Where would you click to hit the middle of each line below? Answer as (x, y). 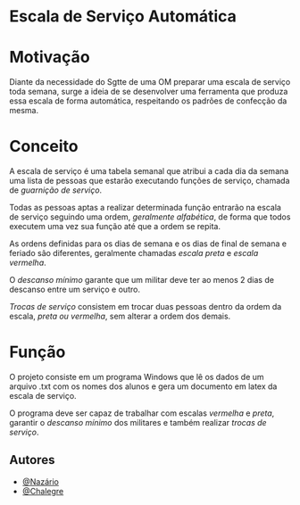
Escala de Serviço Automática (123, 17)
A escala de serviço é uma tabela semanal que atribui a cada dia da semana (149, 171)
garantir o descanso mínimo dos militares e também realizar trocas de (138, 422)
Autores (32, 460)
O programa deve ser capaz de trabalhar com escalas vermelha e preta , (142, 413)
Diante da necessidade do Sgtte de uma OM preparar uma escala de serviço (150, 82)
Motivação (50, 58)
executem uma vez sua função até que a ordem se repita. (115, 227)
